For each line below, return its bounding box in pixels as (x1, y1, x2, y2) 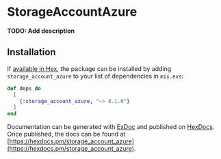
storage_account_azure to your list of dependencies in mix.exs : (7, 72, 184, 80)
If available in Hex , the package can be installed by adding (7, 64, 172, 72)
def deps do (7, 85, 41, 92)
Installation (7, 46, 56, 58)
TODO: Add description (7, 27, 75, 35)
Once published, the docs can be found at (7, 130, 126, 139)
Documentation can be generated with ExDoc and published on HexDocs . (7, 123, 215, 131)
